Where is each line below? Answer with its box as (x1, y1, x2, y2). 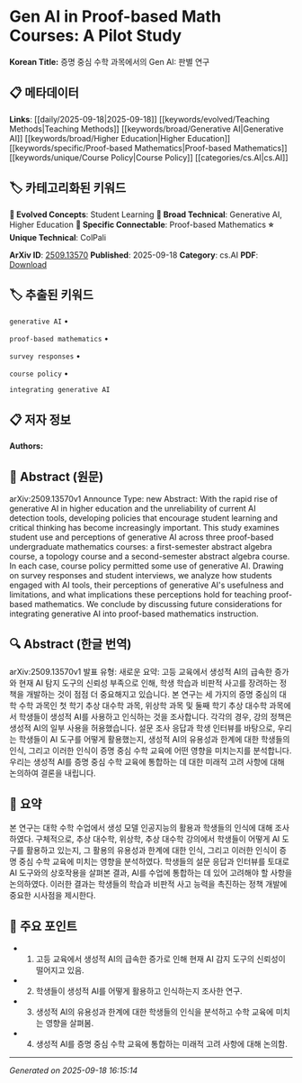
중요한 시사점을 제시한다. (9, 889, 96, 900)
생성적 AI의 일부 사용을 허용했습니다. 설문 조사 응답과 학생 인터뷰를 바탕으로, (9, 723, 276, 733)
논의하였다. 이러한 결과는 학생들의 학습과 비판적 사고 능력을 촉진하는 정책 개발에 (9, 878, 288, 889)
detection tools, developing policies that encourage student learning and (9, 513, 279, 523)
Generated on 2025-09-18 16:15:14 (9, 1065, 138, 1076)
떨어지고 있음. (35, 965, 84, 976)
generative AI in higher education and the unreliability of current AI (9, 503, 256, 514)
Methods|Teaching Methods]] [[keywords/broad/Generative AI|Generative (9, 123, 284, 134)
